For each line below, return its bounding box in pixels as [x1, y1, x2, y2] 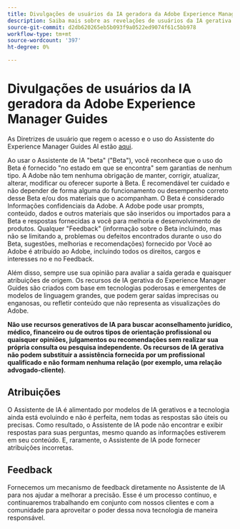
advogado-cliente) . [7, 366, 66, 374]
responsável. [7, 513, 46, 522]
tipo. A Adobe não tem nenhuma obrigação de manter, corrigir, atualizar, [7, 171, 220, 179]
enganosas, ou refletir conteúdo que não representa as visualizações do [7, 298, 221, 307]
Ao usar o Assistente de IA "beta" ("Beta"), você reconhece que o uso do [7, 156, 223, 164]
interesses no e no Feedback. [7, 254, 94, 263]
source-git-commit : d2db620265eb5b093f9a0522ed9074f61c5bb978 [7, 24, 196, 31]
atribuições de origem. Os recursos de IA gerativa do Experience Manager [7, 276, 226, 284]
